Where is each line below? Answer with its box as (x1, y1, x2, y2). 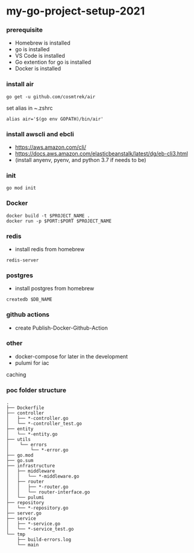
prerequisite (6, 26, 43, 34)
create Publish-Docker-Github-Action (14, 324, 108, 331)
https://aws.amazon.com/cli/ (14, 143, 86, 151)
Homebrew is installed (14, 39, 70, 46)
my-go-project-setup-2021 (6, 4, 145, 18)
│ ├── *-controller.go (6, 416, 69, 422)
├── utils (6, 437, 31, 443)
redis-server (6, 257, 39, 263)
